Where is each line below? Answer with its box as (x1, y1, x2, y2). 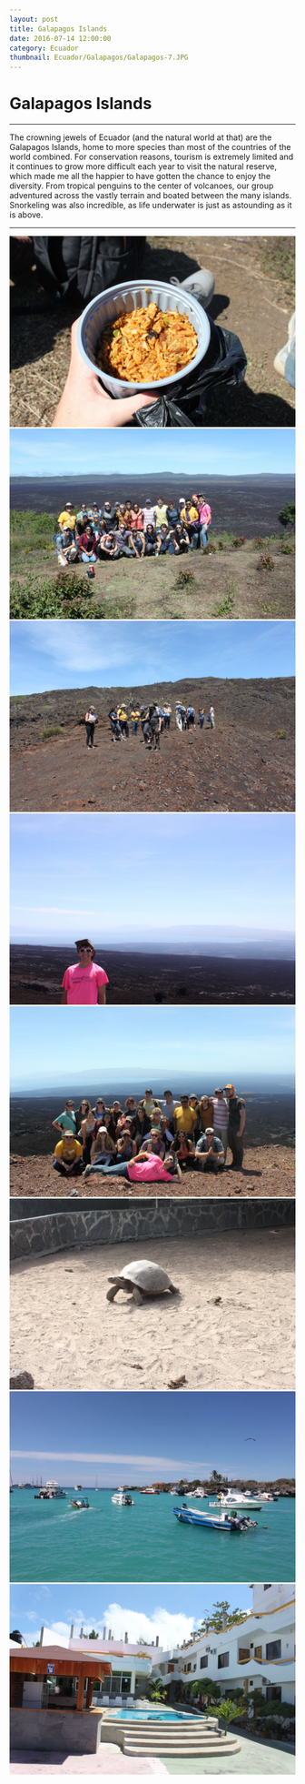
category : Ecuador (9, 44, 79, 53)
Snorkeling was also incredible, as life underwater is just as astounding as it (9, 200, 292, 211)
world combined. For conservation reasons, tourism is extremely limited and (9, 151, 294, 163)
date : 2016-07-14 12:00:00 (9, 34, 112, 43)
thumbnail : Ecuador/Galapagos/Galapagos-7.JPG (9, 53, 189, 63)
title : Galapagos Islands (9, 24, 107, 34)
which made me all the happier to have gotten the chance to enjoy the (9, 171, 271, 182)
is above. (9, 209, 44, 220)
